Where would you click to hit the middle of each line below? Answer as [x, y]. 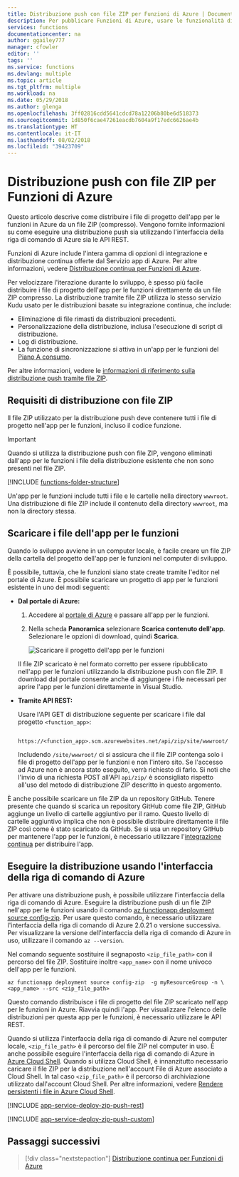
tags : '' [20, 61]
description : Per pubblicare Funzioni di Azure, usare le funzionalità [116, 21]
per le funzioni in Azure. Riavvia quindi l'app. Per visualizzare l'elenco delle [117, 1009]
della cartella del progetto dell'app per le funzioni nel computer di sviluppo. [117, 558]
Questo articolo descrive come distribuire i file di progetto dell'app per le [114, 217]
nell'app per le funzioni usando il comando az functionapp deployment [111, 909]
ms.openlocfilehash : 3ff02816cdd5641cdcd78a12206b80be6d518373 [103, 113]
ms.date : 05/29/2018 [38, 101]
